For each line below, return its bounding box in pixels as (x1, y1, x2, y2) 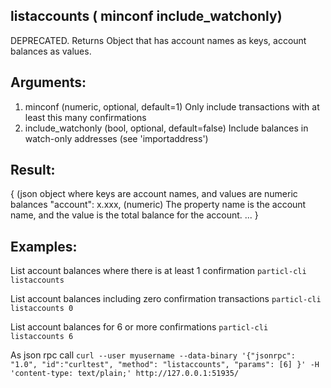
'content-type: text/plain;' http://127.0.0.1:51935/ (10, 369, 240, 379)
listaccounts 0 (10, 304, 74, 314)
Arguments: (10, 74, 87, 91)
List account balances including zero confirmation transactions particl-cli (10, 293, 322, 305)
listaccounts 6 (10, 332, 74, 342)
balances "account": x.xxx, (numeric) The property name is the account (10, 199, 307, 211)
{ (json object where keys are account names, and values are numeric (10, 188, 298, 200)
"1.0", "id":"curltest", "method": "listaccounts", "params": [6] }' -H (10, 360, 320, 370)
